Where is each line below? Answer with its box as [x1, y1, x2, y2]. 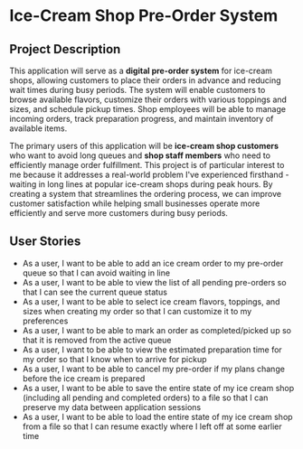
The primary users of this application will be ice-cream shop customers [9, 141, 279, 151]
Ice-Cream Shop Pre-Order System [9, 5, 279, 26]
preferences [22, 315, 69, 326]
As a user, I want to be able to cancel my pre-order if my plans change [22, 363, 285, 374]
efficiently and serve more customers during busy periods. [9, 208, 229, 218]
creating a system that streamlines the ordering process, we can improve [9, 189, 282, 199]
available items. [9, 123, 68, 134]
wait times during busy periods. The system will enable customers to [9, 85, 266, 95]
